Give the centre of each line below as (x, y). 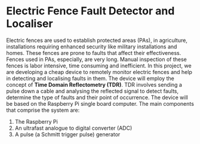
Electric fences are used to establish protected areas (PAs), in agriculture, (97, 40)
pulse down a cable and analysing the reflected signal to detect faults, (93, 91)
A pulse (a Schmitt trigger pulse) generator (67, 134)
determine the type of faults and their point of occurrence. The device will (97, 97)
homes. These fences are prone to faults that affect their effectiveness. (94, 53)
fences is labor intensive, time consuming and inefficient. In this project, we (99, 65)
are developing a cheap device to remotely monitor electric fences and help (99, 72)
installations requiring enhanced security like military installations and (92, 47)
